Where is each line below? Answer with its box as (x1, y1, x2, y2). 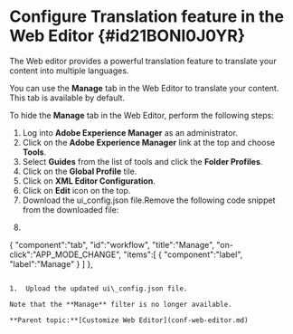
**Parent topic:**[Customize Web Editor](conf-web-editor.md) (9, 315, 249, 325)
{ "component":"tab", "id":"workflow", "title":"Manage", (9, 239, 215, 250)
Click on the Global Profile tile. (22, 166, 137, 177)
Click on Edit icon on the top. (22, 185, 131, 196)
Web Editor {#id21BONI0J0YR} (9, 25, 246, 46)
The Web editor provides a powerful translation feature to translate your (9, 55, 278, 66)
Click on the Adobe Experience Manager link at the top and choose (22, 137, 276, 148)
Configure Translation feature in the (9, 6, 285, 27)
